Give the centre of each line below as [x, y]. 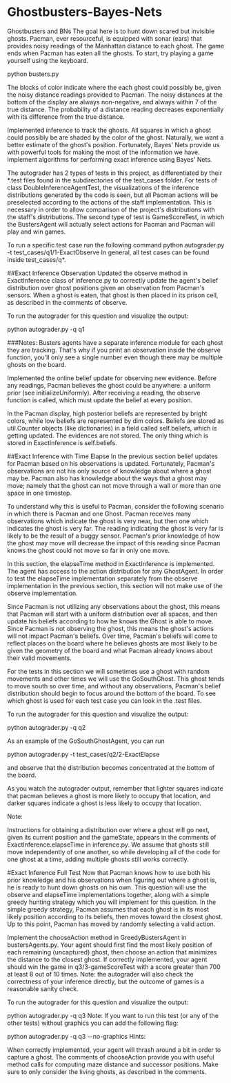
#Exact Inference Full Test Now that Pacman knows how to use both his [109, 872]
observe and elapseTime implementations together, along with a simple [108, 894]
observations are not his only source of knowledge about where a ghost [109, 471]
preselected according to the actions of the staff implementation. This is [110, 202]
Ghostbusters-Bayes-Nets [85, 12]
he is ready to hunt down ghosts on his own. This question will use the [107, 887]
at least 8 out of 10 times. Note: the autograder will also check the [101, 974]
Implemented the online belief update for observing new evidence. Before [112, 378]
